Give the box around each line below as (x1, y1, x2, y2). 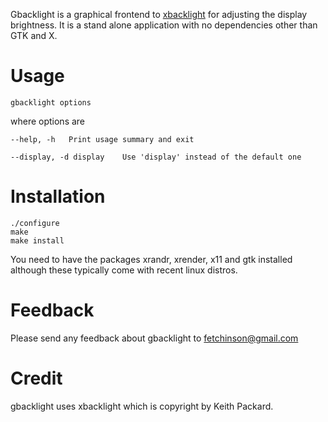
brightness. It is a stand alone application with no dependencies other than (10, 19, 318, 31)
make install (10, 235, 65, 246)
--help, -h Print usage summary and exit (10, 134, 195, 144)
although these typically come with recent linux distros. (10, 264, 238, 276)
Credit (10, 367, 63, 389)
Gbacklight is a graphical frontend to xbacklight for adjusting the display (10, 9, 308, 20)
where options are (10, 115, 86, 127)
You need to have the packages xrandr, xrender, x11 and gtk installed (10, 253, 293, 265)
